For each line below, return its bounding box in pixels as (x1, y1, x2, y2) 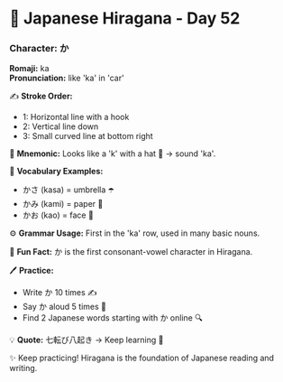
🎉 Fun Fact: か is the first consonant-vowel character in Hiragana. (9, 247, 253, 257)
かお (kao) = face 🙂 (22, 210, 95, 220)
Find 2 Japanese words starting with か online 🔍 (22, 312, 203, 323)
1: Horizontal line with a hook (22, 112, 130, 123)
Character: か (9, 42, 69, 55)
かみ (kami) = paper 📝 (22, 199, 104, 210)
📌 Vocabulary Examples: (9, 166, 104, 177)
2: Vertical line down (22, 121, 99, 132)
